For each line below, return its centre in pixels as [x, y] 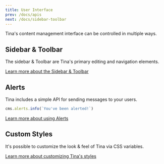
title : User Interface [29, 10]
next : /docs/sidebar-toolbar [36, 19]
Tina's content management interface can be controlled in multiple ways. [81, 34]
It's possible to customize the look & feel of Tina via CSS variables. [75, 146]
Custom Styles [29, 134]
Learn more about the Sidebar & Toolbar [47, 72]
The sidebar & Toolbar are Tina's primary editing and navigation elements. [82, 62]
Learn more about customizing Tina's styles [51, 156]
